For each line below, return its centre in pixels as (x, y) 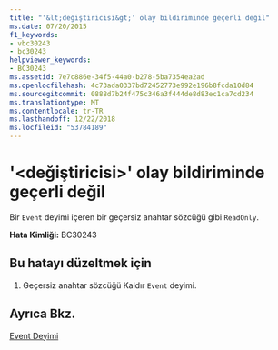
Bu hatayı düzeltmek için (80, 263)
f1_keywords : (34, 35)
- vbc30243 (30, 43)
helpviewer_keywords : (50, 60)
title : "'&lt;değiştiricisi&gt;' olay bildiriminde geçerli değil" (140, 18)
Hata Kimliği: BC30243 (53, 235)
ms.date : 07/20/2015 (49, 26)
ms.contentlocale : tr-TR (56, 111)
